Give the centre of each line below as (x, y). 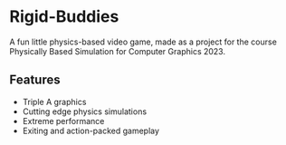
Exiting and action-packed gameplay (91, 130)
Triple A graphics (54, 101)
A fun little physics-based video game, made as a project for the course (143, 42)
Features (35, 80)
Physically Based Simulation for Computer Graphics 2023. (118, 51)
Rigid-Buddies (64, 17)
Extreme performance (63, 121)
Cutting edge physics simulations (85, 111)
